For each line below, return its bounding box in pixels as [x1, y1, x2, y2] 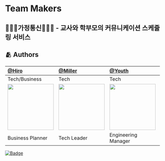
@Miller [58, 67, 78, 74]
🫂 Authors [5, 50, 39, 59]
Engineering [110, 132, 137, 138]
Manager [110, 138, 131, 145]
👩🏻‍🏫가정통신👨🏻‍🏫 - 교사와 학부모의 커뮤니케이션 [5, 24, 141, 32]
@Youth [110, 67, 129, 74]
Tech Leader [58, 134, 87, 141]
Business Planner [7, 134, 48, 141]
